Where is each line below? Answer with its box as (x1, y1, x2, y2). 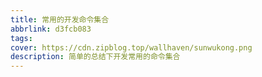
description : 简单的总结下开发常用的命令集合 (10, 52, 181, 62)
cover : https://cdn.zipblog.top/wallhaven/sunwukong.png (10, 42, 253, 53)
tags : (10, 33, 33, 43)
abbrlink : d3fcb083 (10, 24, 92, 34)
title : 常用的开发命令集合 (10, 14, 110, 25)
